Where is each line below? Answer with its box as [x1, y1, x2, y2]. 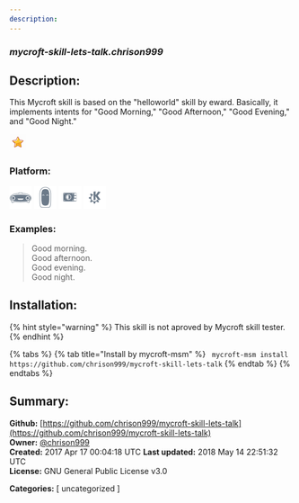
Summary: [9, 394, 69, 409]
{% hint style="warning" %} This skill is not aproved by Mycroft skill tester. [9, 321, 286, 332]
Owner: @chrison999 [9, 436, 90, 447]
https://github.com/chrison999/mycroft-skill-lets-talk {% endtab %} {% [9, 358, 291, 369]
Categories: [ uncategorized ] [9, 482, 120, 494]
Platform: [9, 165, 51, 177]
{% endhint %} [9, 331, 65, 342]
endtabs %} [9, 367, 54, 378]
